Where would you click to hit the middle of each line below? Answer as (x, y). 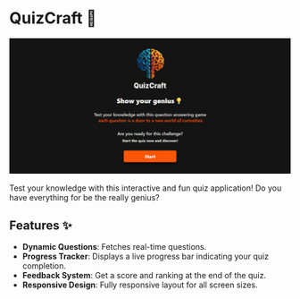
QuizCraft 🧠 (53, 18)
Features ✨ (41, 225)
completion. (44, 266)
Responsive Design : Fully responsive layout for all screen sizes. (140, 285)
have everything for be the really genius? (84, 197)
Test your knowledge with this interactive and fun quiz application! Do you (146, 188)
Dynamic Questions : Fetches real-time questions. (114, 247)
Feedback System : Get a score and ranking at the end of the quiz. (144, 276)
